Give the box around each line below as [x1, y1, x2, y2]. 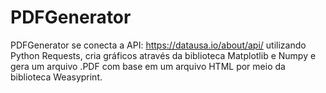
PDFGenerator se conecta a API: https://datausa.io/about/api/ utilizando [10, 39, 307, 51]
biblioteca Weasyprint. [10, 71, 103, 83]
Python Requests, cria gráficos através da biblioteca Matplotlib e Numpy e [10, 49, 317, 61]
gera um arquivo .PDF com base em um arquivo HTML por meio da [10, 60, 286, 72]
